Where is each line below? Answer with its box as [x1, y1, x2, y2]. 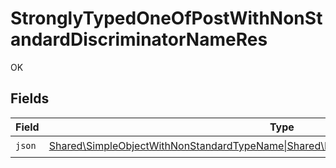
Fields [10, 90, 50, 107]
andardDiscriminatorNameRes [10, 28, 268, 51]
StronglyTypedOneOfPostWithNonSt [10, 7, 323, 30]
